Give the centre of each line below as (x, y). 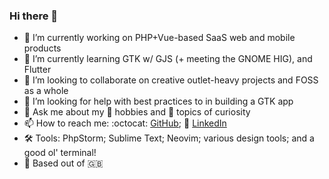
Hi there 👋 (34, 16)
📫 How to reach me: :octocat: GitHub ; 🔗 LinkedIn (125, 123)
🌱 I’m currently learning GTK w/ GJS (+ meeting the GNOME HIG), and (168, 59)
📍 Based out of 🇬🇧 (63, 163)
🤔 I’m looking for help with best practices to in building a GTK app (158, 101)
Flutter (37, 70)
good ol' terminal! (60, 153)
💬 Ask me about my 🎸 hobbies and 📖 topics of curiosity (137, 112)
